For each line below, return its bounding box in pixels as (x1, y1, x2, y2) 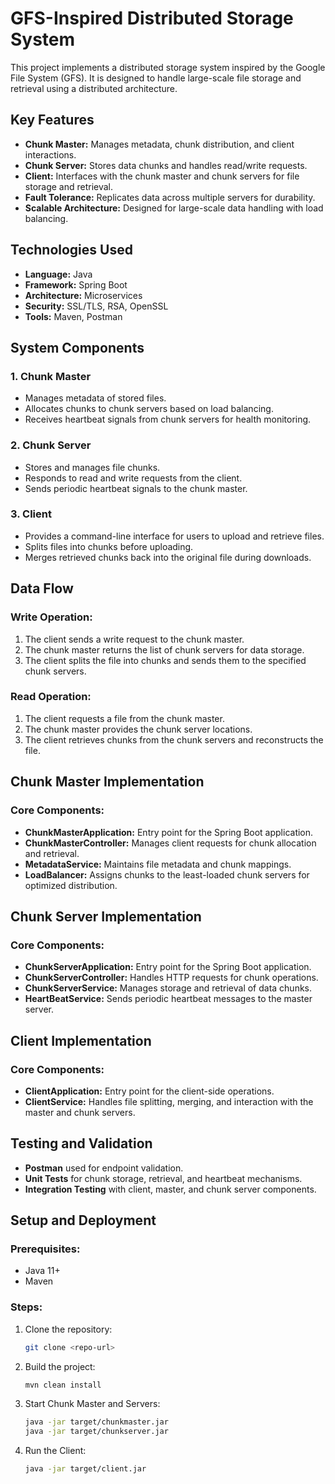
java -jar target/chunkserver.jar (24, 1427, 169, 1437)
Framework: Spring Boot (24, 278, 128, 291)
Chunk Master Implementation (10, 773, 205, 791)
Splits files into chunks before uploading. (24, 540, 194, 552)
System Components (10, 339, 145, 356)
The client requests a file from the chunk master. (24, 712, 225, 724)
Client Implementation (10, 1032, 152, 1049)
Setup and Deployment (10, 1212, 157, 1229)
